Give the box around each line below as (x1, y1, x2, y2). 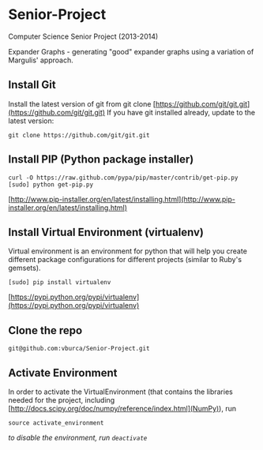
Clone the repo (8, 324, 83, 337)
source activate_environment (8, 419, 104, 427)
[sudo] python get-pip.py (8, 180, 93, 189)
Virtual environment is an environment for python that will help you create (8, 246, 247, 256)
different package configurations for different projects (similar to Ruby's (8, 255, 242, 264)
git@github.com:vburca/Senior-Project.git (8, 345, 150, 353)
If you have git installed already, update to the (106, 107, 256, 117)
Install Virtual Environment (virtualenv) (8, 225, 204, 238)
